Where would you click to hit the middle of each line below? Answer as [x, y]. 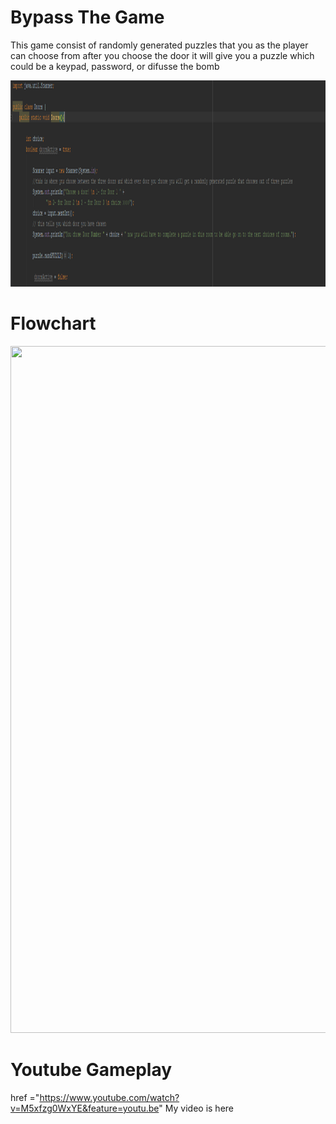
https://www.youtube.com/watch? [109, 1097]
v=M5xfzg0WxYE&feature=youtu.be [85, 1108]
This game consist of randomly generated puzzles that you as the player [159, 45]
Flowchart [53, 323]
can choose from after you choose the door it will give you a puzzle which [162, 55]
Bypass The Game [87, 17]
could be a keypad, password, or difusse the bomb [115, 66]
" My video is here [196, 1108]
